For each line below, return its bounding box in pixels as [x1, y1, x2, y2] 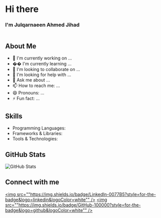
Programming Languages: [12, 125, 66, 131]
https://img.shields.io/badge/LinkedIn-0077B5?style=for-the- [30, 191, 156, 197]
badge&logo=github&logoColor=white [5, 207, 83, 213]
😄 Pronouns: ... [12, 90, 45, 96]
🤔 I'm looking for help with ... [12, 71, 71, 78]
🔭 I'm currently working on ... [12, 55, 72, 61]
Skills [5, 111, 22, 120]
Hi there [5, 3, 39, 15]
